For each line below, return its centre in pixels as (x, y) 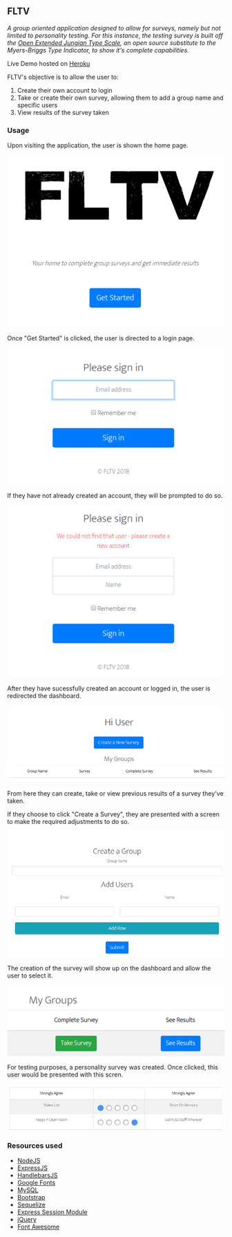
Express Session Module (52, 1212)
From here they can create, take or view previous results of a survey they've (116, 794)
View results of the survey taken (63, 112)
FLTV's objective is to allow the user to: (63, 77)
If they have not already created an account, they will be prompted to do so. (115, 496)
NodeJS (29, 1161)
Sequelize (31, 1205)
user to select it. (30, 975)
